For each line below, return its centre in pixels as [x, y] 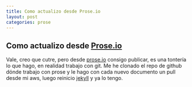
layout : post [22, 17]
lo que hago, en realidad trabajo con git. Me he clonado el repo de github [94, 66]
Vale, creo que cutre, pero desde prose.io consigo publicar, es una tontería [96, 60]
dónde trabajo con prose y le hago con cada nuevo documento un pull [91, 72]
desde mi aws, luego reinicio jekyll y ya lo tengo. [64, 78]
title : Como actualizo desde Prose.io [53, 11]
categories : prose [28, 22]
